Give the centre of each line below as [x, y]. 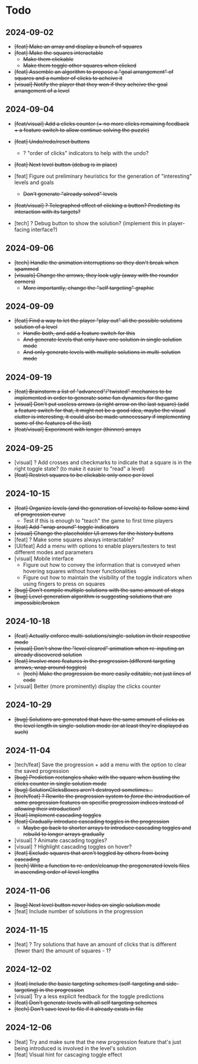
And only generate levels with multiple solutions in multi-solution [102, 352]
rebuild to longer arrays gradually [64, 834]
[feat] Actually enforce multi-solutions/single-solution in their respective [102, 636]
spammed [26, 269]
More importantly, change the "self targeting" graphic [89, 288]
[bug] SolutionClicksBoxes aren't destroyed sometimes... [84, 790]
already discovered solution [48, 655]
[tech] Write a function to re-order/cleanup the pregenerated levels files [102, 866]
